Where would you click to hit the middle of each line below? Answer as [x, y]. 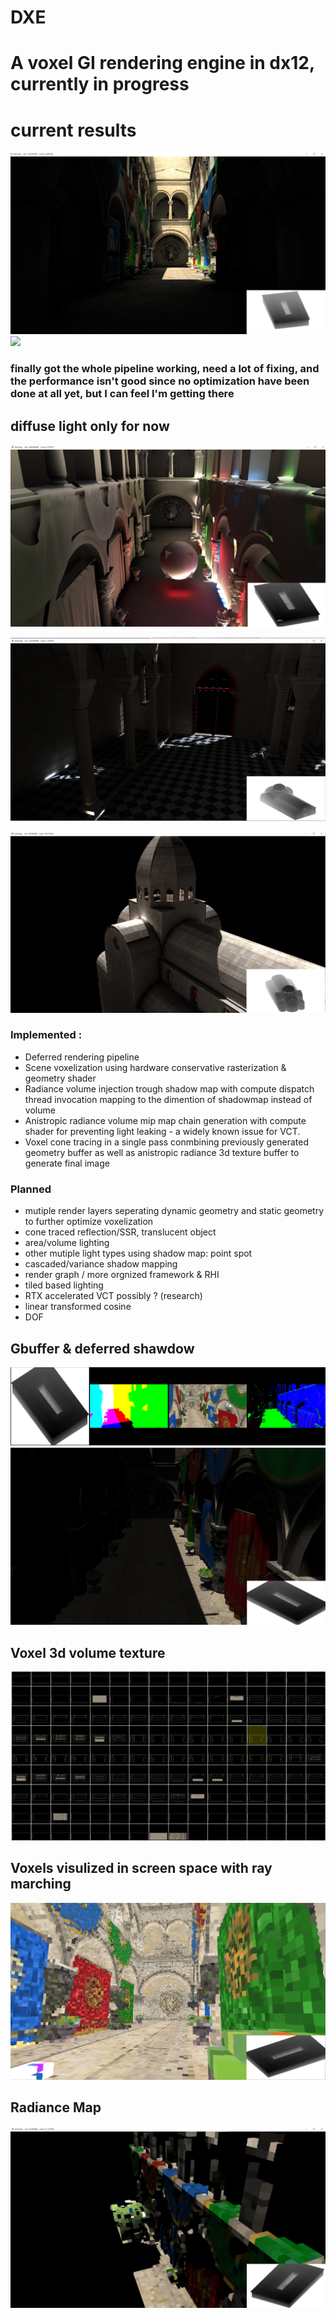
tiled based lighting [64, 1285]
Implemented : [46, 1035]
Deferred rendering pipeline [82, 1057]
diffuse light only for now [90, 426]
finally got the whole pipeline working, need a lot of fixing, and [165, 369]
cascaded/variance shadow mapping [101, 1264]
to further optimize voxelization [89, 1222]
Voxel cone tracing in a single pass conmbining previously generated [167, 1142]
